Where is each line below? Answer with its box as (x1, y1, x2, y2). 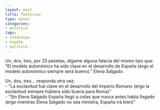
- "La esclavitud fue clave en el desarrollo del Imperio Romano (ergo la (5, 83, 150, 89)
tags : (5, 30, 16, 35)
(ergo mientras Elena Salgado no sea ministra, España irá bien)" (5, 99, 136, 105)
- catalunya (5, 35, 30, 40)
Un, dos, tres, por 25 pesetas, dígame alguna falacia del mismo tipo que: (5, 57, 154, 63)
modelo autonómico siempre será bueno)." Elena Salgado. (5, 68, 124, 74)
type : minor (5, 16, 30, 21)
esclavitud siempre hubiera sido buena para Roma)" (5, 88, 112, 94)
